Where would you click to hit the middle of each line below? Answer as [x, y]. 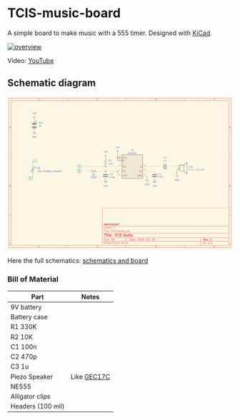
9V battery [26, 307]
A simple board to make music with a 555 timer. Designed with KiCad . [110, 33]
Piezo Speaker [32, 376]
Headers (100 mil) [37, 406]
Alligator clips [30, 396]
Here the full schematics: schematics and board [78, 260]
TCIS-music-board [64, 13]
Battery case [29, 317]
